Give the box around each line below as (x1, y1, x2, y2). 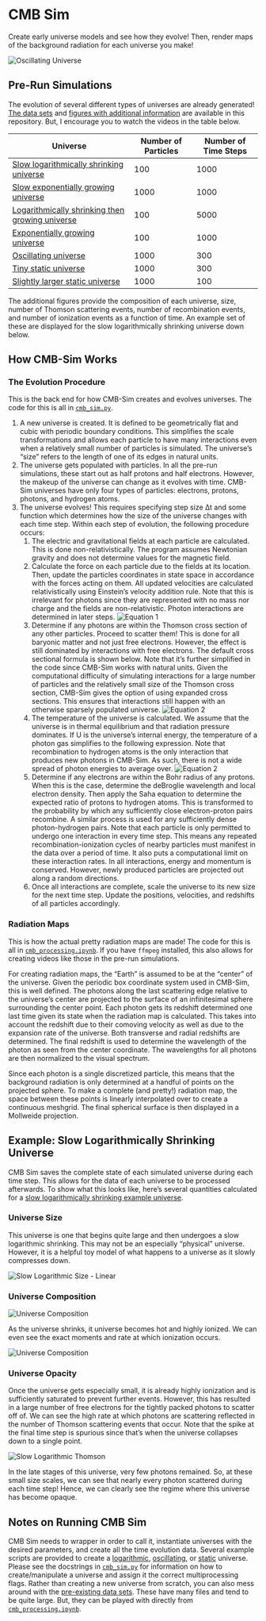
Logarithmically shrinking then (12, 204, 125, 215)
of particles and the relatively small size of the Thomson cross (31, 680, 235, 690)
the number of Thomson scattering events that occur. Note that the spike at (8, 1419, 255, 1429)
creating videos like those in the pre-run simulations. (8, 954, 180, 963)
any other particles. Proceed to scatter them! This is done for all (31, 629, 240, 639)
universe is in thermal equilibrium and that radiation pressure (31, 722, 230, 732)
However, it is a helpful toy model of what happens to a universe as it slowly (8, 1247, 256, 1257)
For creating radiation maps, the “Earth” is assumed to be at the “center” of (8, 969, 253, 978)
